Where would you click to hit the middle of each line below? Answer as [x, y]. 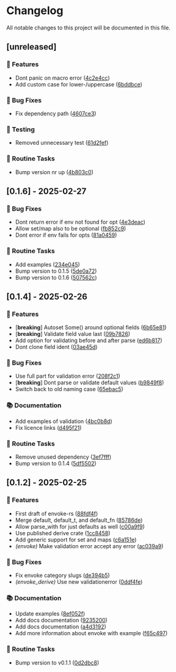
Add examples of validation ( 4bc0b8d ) [64, 421]
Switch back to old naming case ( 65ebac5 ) [69, 389]
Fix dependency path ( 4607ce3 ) [56, 113]
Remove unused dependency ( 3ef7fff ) [63, 457]
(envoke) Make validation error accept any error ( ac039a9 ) [89, 546]
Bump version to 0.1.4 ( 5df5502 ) [56, 464]
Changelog [35, 11]
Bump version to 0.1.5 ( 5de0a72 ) [56, 271]
